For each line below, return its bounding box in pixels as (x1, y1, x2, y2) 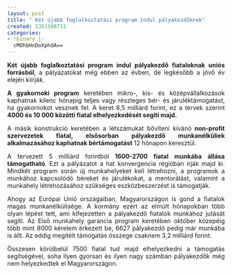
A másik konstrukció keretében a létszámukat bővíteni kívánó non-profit (7, 125, 225, 132)
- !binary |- (7, 36, 45, 43)
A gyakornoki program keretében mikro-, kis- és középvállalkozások (7, 89, 226, 97)
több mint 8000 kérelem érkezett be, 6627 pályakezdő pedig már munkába (7, 224, 225, 232)
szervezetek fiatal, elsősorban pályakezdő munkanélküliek (7, 131, 225, 140)
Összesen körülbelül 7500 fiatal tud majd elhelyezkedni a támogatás (7, 245, 225, 253)
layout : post (7, 10, 45, 17)
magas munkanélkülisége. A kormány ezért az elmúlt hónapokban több (7, 202, 225, 210)
